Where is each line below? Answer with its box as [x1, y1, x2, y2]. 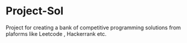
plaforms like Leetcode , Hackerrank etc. [5, 30, 107, 37]
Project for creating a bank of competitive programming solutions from [5, 24, 182, 31]
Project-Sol [5, 4, 64, 18]
